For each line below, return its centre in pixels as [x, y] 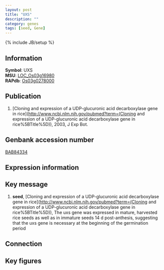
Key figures [23, 261]
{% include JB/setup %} [30, 42]
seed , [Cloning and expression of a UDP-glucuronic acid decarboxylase [86, 196]
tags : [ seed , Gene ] [25, 28]
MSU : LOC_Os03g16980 [30, 75]
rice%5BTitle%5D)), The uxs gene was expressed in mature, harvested [85, 212]
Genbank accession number [50, 140]
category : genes [22, 24]
